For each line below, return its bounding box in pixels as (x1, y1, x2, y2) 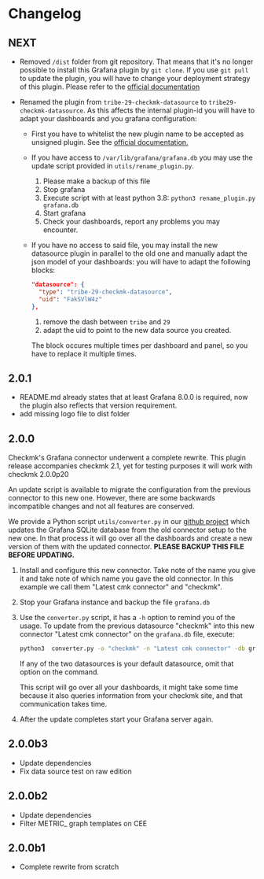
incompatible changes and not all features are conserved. (8, 501, 195, 512)
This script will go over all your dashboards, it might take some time (19, 682, 239, 692)
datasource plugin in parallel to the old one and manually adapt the (31, 249, 247, 258)
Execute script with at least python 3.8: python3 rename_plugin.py (42, 194, 256, 202)
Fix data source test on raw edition (19, 766, 132, 776)
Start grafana (42, 209, 86, 217)
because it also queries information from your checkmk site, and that (19, 691, 244, 700)
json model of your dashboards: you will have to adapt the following (31, 257, 251, 266)
